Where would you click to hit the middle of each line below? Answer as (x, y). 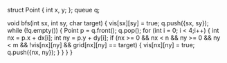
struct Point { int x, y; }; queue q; (54, 10)
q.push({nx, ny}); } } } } (40, 52)
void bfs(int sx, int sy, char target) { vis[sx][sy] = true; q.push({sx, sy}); (108, 23)
